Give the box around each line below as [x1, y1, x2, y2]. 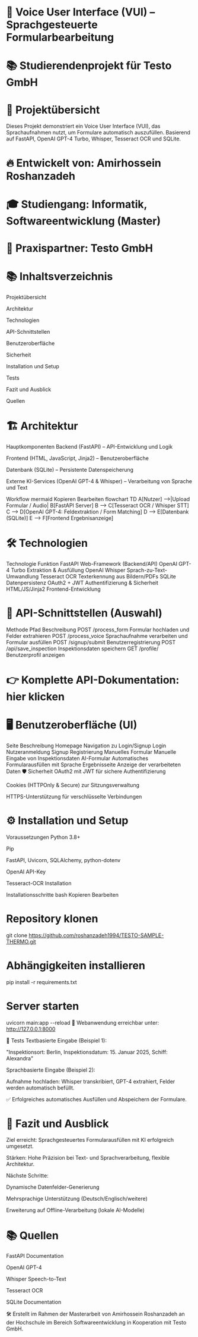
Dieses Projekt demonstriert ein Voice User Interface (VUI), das [6, 123, 161, 130]
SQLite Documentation [6, 1298, 62, 1305]
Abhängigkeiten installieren [6, 959, 145, 972]
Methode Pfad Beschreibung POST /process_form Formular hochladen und [6, 626, 190, 633]
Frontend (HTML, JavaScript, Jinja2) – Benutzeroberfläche [6, 455, 149, 462]
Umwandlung [6, 572, 39, 580]
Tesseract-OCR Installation [6, 879, 72, 887]
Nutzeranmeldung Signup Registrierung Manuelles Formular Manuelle [6, 748, 177, 755]
